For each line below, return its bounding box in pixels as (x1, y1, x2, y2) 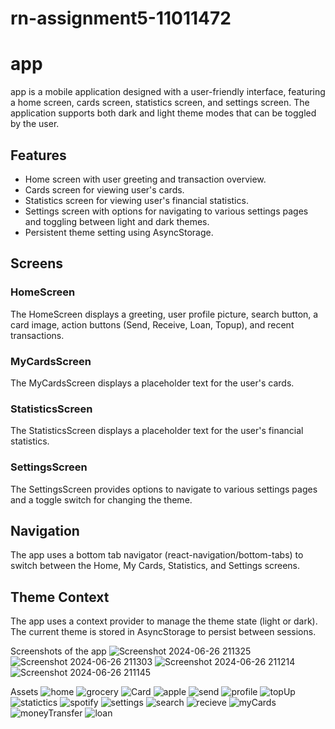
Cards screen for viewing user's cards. (24, 183, 185, 196)
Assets (10, 686, 39, 698)
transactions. (10, 329, 65, 341)
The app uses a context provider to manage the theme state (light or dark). (10, 615, 318, 627)
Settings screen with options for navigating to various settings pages (24, 205, 309, 217)
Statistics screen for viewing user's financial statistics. (24, 194, 249, 206)
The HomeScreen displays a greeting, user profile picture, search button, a (10, 308, 319, 320)
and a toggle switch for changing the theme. (10, 493, 193, 506)
